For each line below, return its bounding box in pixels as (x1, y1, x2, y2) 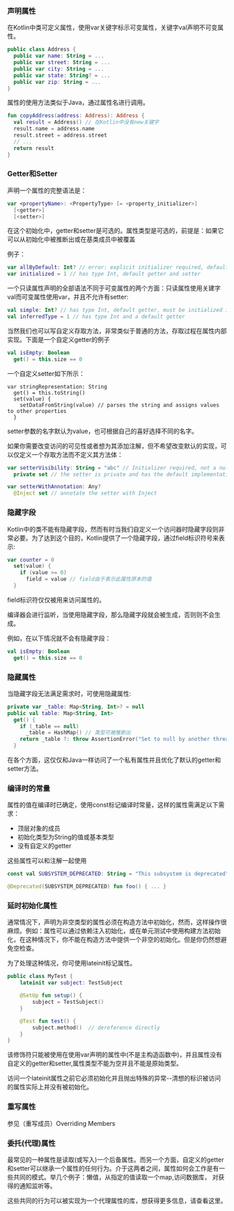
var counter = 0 (7, 556, 54, 563)
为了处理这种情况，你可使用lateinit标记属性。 (7, 959, 136, 968)
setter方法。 (7, 765, 43, 773)
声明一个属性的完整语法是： (7, 186, 87, 195)
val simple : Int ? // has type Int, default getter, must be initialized (7, 307, 223, 314)
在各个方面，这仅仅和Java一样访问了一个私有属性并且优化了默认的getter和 (7, 755, 221, 765)
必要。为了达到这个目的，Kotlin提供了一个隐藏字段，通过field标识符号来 (13, 534, 219, 542)
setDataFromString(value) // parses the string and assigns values (19, 401, 219, 409)
